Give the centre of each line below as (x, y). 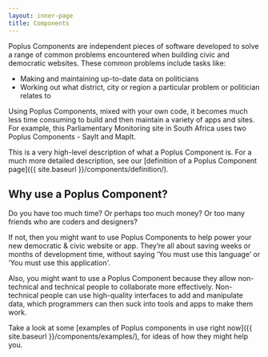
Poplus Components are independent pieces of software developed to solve (134, 46)
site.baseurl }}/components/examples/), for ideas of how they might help (128, 336)
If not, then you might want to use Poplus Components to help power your (130, 238)
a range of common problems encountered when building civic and (119, 54)
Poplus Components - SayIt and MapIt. (72, 136)
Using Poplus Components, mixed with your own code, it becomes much (128, 111)
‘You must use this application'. (59, 263)
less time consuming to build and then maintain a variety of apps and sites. (132, 119)
